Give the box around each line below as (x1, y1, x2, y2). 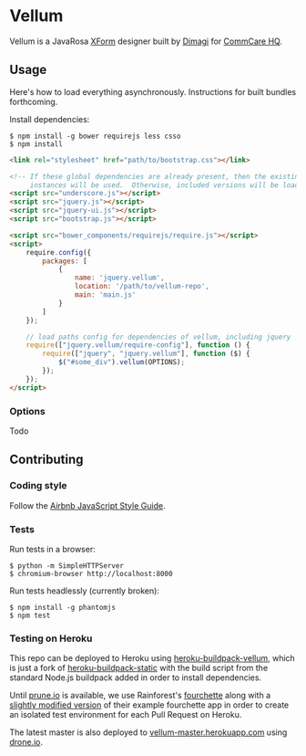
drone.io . (9, 737, 44, 748)
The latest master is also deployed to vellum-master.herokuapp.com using (9, 727, 288, 738)
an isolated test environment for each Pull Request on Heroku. (9, 709, 242, 720)
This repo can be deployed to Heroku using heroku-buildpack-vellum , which (9, 653, 296, 664)
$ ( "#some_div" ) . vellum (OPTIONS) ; (57, 358, 185, 367)
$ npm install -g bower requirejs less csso (9, 131, 181, 141)
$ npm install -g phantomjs (9, 603, 117, 612)
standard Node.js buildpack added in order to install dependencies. (9, 672, 262, 683)
